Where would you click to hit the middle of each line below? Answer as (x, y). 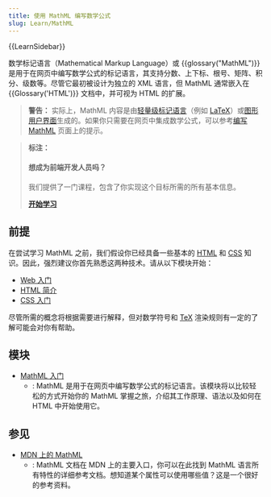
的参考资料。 (53, 485)
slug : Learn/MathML (41, 23)
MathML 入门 (42, 376)
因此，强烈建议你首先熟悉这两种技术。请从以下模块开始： (118, 263)
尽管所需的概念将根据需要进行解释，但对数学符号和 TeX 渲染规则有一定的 (130, 317)
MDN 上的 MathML (51, 455)
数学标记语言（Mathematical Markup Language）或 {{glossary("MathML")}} (134, 63)
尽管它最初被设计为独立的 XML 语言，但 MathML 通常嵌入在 (150, 83)
